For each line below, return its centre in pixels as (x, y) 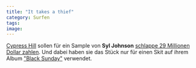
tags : (13, 23)
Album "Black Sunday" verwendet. (49, 58)
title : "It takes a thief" (40, 12)
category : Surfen (28, 17)
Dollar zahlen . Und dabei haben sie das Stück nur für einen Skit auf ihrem (97, 52)
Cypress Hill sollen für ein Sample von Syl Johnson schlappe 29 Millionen (98, 46)
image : (14, 29)
